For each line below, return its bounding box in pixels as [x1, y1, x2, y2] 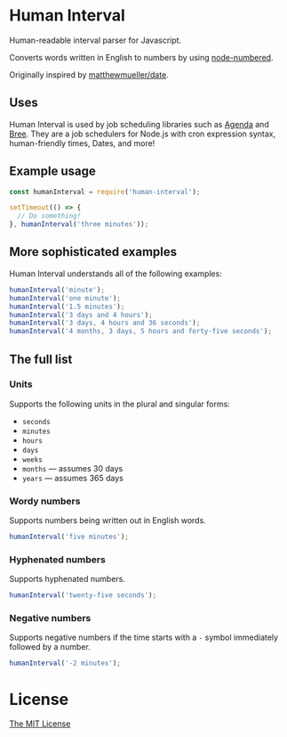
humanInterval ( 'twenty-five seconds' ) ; [9, 591, 157, 600]
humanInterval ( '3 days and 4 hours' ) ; [9, 310, 153, 319]
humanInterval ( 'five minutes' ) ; [9, 532, 129, 542]
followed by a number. [9, 642, 91, 652]
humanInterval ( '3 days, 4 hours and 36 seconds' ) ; [9, 318, 201, 328]
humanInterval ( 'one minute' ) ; [9, 293, 122, 303]
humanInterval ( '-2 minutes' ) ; [9, 659, 122, 668]
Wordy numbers [9, 495, 81, 507]
